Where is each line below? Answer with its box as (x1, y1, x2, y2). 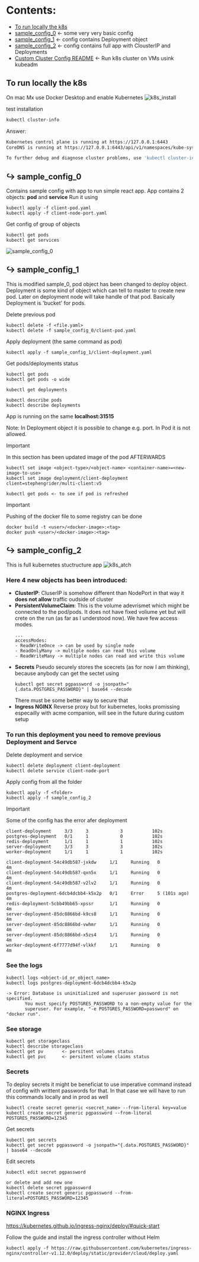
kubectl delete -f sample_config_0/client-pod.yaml (6, 327, 136, 334)
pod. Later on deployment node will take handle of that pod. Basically (6, 293, 175, 300)
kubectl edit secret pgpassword (6, 1170, 86, 1175)
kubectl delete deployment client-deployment (6, 763, 120, 769)
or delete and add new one (6, 1180, 73, 1186)
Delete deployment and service (6, 751, 83, 758)
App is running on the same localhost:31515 (6, 412, 114, 419)
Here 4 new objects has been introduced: (6, 576, 127, 584)
